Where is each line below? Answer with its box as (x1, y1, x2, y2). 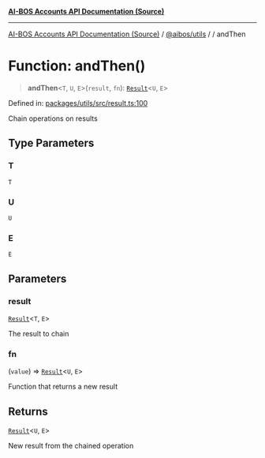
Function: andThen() (8, 57, 146, 75)
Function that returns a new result (8, 382, 118, 392)
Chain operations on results (8, 114, 99, 123)
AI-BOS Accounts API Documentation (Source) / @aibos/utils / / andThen (8, 29, 246, 39)
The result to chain (8, 328, 69, 338)
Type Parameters (8, 137, 95, 150)
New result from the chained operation (8, 441, 134, 451)
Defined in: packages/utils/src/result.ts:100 (8, 98, 148, 107)
